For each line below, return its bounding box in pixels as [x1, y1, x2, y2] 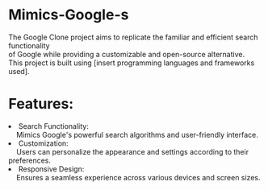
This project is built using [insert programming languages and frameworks [8, 58, 255, 68]
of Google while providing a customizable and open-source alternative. [8, 49, 245, 59]
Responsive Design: [19, 163, 85, 174]
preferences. [8, 155, 51, 165]
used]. [8, 66, 30, 76]
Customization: [19, 138, 69, 148]
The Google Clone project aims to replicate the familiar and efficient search [8, 32, 258, 42]
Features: [8, 95, 74, 114]
